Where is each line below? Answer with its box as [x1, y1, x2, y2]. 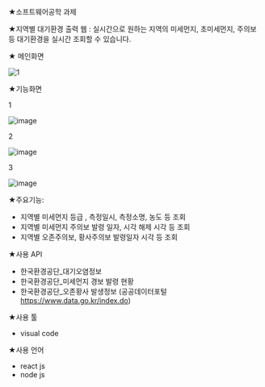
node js [19, 370, 45, 379]
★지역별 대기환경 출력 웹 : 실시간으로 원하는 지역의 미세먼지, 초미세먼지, [8, 24, 236, 34]
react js [19, 361, 46, 371]
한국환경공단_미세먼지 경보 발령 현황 [19, 277, 135, 286]
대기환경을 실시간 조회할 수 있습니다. [16, 35, 132, 44]
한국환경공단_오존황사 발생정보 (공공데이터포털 [19, 287, 167, 296]
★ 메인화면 [8, 52, 44, 60]
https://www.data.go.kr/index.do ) [19, 296, 132, 305]
